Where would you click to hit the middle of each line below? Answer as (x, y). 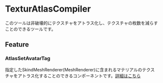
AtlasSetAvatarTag (28, 58)
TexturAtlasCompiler (48, 9)
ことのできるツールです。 (30, 29)
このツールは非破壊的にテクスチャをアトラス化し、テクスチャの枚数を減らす (81, 23)
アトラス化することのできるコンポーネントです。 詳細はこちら (79, 76)
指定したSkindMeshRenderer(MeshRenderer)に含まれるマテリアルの (74, 69)
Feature (17, 45)
